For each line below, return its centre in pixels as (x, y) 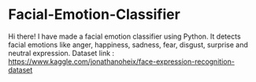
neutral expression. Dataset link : (61, 53)
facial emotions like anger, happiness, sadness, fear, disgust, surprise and (128, 44)
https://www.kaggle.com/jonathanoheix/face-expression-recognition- (121, 61)
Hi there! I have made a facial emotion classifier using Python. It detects (125, 36)
